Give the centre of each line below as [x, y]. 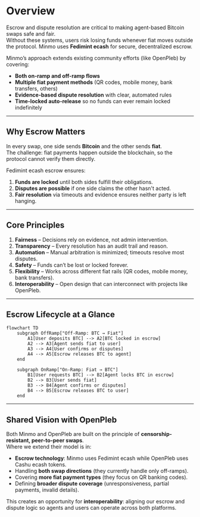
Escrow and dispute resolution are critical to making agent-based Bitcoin [95, 27]
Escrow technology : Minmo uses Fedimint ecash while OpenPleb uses [101, 458]
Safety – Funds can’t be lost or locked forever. [72, 265]
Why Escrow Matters [46, 132]
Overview [31, 11]
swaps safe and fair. [31, 33]
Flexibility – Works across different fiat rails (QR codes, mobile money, [101, 271]
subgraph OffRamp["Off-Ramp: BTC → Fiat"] [70, 334]
